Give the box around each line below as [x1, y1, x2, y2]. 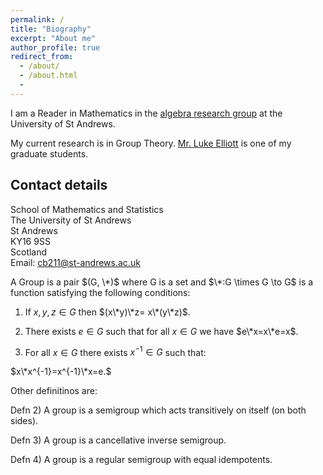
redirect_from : [10, 52, 74, 62]
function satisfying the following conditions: [10, 286, 191, 298]
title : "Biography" [10, 24, 92, 34]
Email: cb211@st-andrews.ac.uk [10, 256, 141, 268]
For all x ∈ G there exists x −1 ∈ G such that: [24, 344, 207, 358]
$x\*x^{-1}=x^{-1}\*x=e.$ [10, 366, 112, 378]
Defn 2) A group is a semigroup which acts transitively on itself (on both [10, 404, 307, 416]
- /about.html [19, 71, 78, 81]
